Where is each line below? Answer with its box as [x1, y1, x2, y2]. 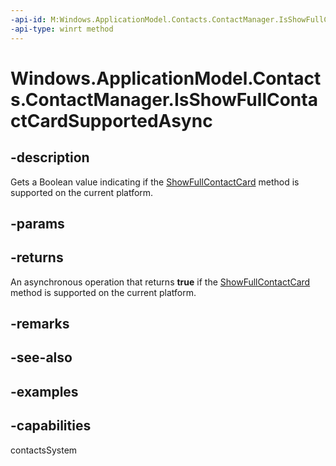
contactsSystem [10, 444, 78, 456]
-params [10, 215, 65, 232]
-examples [10, 383, 79, 400]
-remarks [10, 316, 70, 333]
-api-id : [10, 14, 47, 25]
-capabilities [10, 417, 92, 435]
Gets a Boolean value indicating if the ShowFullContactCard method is [10, 176, 300, 188]
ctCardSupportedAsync [10, 109, 213, 132]
